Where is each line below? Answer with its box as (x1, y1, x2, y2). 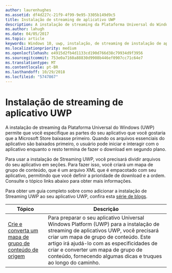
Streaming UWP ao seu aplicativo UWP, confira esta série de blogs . (5, 193, 147, 199)
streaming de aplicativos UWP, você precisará (48, 227, 159, 234)
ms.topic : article (5, 36, 45, 42)
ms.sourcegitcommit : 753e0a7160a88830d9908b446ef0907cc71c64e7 (5, 55, 143, 61)
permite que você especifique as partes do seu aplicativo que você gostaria (5, 129, 166, 136)
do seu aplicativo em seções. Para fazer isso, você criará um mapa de (5, 161, 154, 167)
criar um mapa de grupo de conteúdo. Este (48, 233, 151, 240)
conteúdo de (8, 246, 38, 253)
